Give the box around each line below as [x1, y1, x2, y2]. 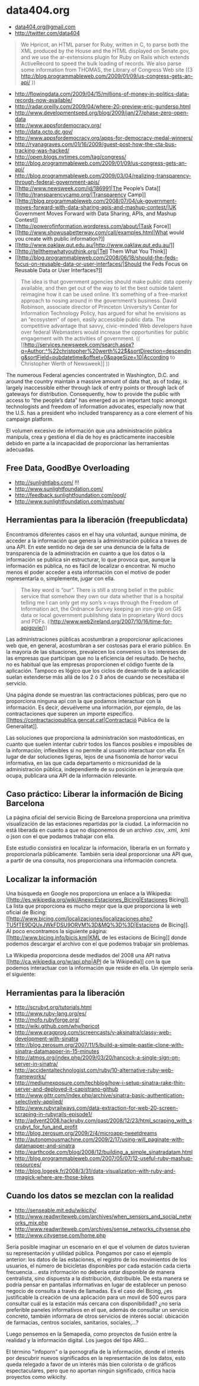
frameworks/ [14, 1073, 46, 1080]
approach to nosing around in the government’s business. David [20, 297, 177, 304]
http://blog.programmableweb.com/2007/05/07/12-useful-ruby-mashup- [14, 1155, 193, 1162]
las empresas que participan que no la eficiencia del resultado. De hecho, [6, 654, 186, 662]
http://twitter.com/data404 [14, 29, 80, 36]
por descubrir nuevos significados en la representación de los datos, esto [6, 1354, 186, 1361]
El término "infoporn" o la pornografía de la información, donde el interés [6, 1348, 184, 1355]
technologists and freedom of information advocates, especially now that [6, 403, 185, 410]
